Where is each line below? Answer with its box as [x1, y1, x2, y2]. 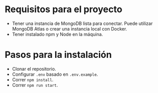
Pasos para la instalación [5, 49, 112, 60]
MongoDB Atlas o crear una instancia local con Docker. [12, 25, 128, 32]
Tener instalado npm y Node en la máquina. [12, 31, 103, 37]
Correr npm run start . [12, 82, 58, 88]
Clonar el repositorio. [12, 66, 56, 72]
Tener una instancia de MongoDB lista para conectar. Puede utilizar [12, 20, 153, 26]
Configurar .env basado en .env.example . [12, 71, 98, 77]
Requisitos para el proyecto [5, 4, 123, 15]
